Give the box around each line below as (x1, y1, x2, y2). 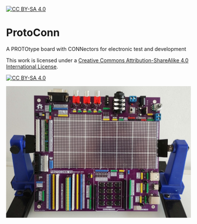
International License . (6, 63, 59, 70)
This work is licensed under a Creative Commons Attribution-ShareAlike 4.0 (6, 56, 189, 64)
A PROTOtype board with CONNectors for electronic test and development (6, 45, 186, 52)
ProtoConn (6, 26, 60, 39)
